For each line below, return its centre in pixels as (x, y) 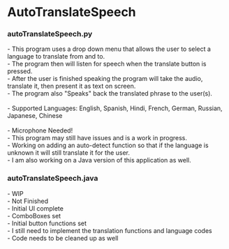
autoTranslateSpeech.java (53, 179)
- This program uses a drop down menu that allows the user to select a (109, 49)
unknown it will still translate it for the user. (69, 153)
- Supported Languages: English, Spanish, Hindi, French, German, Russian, (115, 108)
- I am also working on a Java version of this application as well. (99, 160)
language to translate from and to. (56, 56)
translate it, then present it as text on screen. (72, 86)
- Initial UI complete (36, 208)
